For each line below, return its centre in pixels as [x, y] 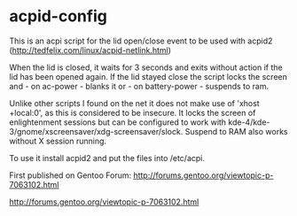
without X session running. [58, 141]
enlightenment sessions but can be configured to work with [118, 122]
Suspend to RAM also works [236, 131]
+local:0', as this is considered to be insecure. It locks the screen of [133, 112]
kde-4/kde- [249, 122]
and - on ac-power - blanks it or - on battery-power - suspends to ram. [139, 86]
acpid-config [59, 16]
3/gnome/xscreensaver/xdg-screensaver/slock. [96, 131]
